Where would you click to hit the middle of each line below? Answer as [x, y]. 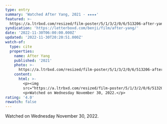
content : [23, 74]
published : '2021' [33, 61]
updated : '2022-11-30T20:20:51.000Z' [44, 38]
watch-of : [15, 42]
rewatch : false [21, 102]
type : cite [21, 47]
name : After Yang [32, 56]
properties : [22, 51]
